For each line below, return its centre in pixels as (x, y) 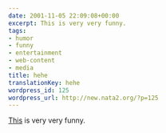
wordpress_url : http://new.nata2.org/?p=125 (83, 98)
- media (21, 68)
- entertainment (35, 53)
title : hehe (28, 75)
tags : (17, 30)
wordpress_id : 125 (39, 90)
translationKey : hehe (44, 83)
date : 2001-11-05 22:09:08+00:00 (64, 16)
